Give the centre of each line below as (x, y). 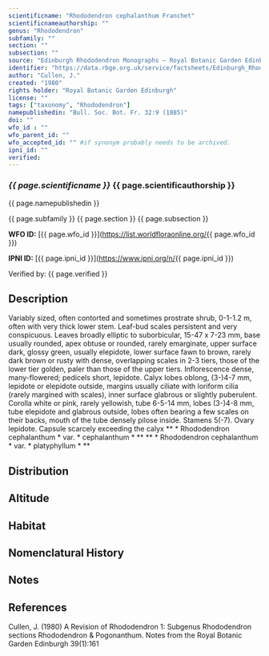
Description (38, 299)
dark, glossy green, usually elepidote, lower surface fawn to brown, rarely (130, 352)
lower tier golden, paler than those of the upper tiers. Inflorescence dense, (131, 369)
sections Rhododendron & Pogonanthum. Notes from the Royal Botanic (125, 635)
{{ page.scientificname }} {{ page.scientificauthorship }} (122, 185)
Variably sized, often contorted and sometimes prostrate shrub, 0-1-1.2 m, (130, 318)
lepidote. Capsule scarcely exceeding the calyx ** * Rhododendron (119, 429)
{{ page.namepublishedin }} (54, 203)
